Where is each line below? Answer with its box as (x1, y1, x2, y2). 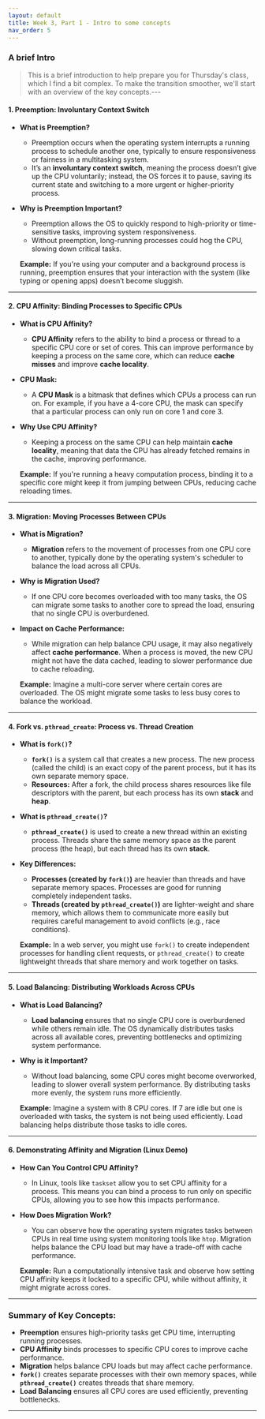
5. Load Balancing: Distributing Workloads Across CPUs (8, 983, 196, 992)
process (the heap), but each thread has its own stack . (31, 844, 211, 853)
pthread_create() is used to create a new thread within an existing (31, 827, 248, 837)
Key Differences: (19, 859, 77, 869)
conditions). (31, 925, 71, 934)
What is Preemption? (19, 122, 91, 132)
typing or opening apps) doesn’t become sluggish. (19, 275, 184, 285)
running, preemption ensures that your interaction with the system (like (19, 268, 251, 277)
